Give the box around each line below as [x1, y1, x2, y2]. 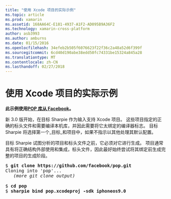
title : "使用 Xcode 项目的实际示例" [5, 7, 76, 13]
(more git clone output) [13, 173, 75, 179]
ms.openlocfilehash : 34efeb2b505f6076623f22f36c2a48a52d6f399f [5, 45, 142, 50]
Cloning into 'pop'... [5, 168, 62, 174]
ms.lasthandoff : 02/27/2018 [5, 64, 65, 69]
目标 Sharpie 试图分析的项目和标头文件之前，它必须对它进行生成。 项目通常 [5, 140, 164, 146]
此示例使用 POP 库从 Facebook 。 [5, 105, 74, 112]
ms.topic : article [5, 12, 44, 17]
